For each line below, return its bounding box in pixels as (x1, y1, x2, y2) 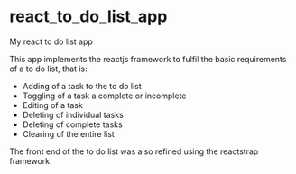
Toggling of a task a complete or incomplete (22, 90, 187, 101)
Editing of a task (22, 99, 83, 110)
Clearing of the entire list (22, 128, 115, 139)
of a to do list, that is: (9, 63, 88, 74)
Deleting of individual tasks (22, 109, 124, 120)
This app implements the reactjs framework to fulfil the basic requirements (9, 53, 287, 64)
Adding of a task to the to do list (22, 80, 142, 91)
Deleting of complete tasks (22, 119, 124, 130)
